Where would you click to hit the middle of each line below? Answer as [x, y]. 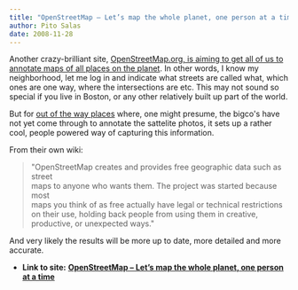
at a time [38, 277]
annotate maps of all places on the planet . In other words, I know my [134, 68]
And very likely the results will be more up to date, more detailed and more [145, 241]
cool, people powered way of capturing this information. [112, 133]
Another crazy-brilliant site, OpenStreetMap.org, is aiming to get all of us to [146, 59]
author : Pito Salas [45, 26]
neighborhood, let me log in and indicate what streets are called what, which [149, 78]
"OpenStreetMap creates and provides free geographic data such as [156, 167]
